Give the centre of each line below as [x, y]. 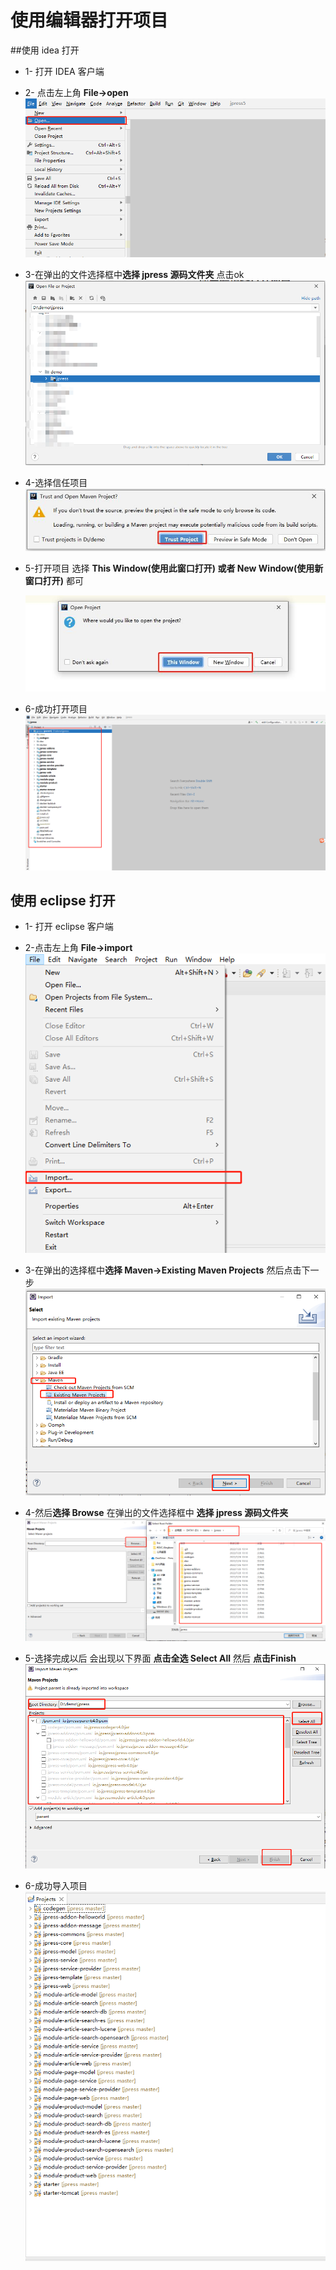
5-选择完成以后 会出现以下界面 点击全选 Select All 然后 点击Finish [160, 1658]
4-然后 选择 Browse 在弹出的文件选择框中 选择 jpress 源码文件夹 [156, 1513]
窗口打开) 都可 [54, 580]
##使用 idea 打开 [45, 50]
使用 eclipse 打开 [63, 900]
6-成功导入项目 [56, 1886]
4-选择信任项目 [56, 482]
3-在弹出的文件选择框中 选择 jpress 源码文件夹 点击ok [134, 274]
